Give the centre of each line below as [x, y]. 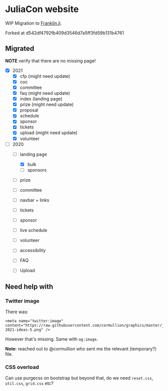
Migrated [20, 49]
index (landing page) [41, 99]
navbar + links [34, 200]
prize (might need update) [47, 104]
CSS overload [22, 367]
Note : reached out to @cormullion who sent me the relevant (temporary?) [81, 349]
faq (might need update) [45, 93]
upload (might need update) [48, 133]
